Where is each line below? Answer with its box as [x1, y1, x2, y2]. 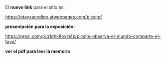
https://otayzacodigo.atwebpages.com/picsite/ [5, 14, 102, 19]
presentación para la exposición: [5, 23, 75, 29]
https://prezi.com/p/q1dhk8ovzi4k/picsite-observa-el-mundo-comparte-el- [5, 33, 161, 39]
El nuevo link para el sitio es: [5, 4, 65, 10]
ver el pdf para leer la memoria [5, 48, 70, 54]
